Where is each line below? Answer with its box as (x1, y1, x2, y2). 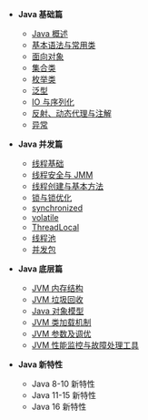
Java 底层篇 (17, 263, 64, 274)
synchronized (31, 202, 84, 213)
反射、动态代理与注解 (31, 108, 112, 118)
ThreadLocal (31, 222, 80, 232)
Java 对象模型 (31, 305, 84, 316)
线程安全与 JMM (31, 169, 94, 180)
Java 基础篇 (17, 9, 64, 19)
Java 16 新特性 (31, 401, 87, 412)
